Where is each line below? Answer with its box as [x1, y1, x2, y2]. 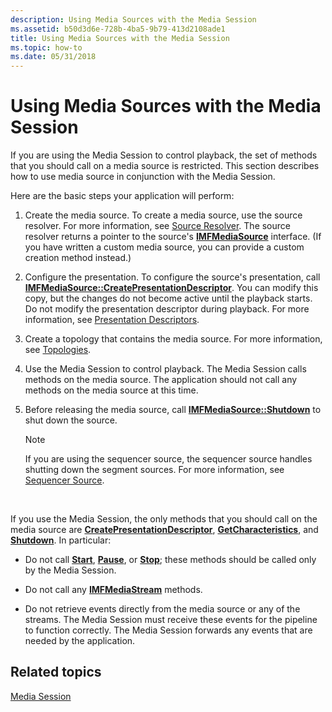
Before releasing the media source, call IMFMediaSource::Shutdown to [24, 404, 322, 416]
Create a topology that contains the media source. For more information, [24, 333, 323, 345]
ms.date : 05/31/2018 [10, 52, 97, 62]
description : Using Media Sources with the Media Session [10, 14, 257, 25]
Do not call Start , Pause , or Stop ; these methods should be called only [24, 554, 317, 566]
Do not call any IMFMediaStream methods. [24, 584, 203, 596]
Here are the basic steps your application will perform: [10, 190, 235, 202]
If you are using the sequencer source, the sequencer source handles [24, 453, 313, 465]
